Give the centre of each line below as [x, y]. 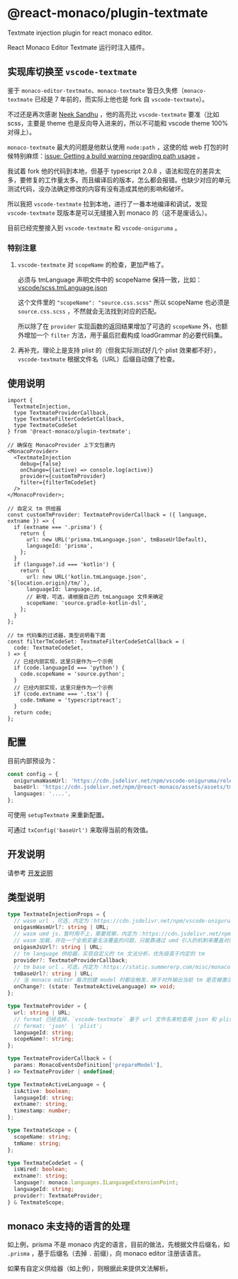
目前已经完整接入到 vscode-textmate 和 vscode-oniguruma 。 [94, 228]
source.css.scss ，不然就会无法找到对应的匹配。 [89, 311]
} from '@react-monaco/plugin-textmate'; [69, 431]
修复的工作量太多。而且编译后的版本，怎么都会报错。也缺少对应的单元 [128, 179]
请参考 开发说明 [30, 873]
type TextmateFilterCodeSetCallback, [69, 419]
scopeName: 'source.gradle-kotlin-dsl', [86, 603]
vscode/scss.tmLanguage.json [62, 288]
